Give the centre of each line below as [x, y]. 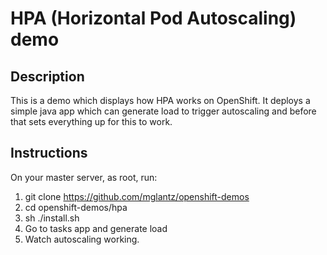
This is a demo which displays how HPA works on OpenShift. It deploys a [160, 100]
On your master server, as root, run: [84, 177]
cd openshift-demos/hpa [76, 207]
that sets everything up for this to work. [91, 121]
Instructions [49, 153]
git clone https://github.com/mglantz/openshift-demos [137, 196]
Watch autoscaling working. [82, 239]
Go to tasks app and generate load [96, 228]
